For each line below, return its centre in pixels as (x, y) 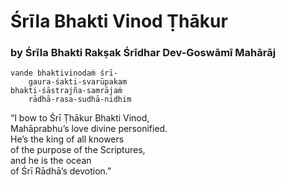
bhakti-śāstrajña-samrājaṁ (66, 91)
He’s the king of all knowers (67, 139)
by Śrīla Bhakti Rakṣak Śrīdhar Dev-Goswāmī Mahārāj (143, 53)
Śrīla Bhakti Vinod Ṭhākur (119, 21)
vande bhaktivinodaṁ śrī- (64, 73)
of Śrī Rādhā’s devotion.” (61, 171)
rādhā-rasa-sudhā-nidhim (80, 100)
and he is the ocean (51, 161)
